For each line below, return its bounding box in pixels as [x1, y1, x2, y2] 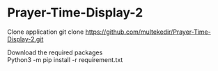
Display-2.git [7, 34, 44, 43]
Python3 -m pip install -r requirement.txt [7, 55, 123, 63]
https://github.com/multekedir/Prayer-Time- [85, 28, 211, 36]
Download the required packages [7, 48, 103, 57]
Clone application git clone [7, 28, 84, 36]
